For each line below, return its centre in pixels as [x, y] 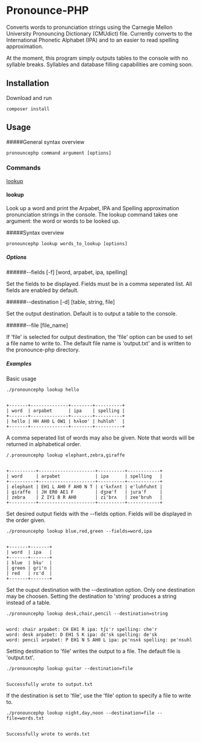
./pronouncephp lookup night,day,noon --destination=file [80, 713]
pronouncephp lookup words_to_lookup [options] [67, 244]
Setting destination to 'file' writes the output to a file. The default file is [93, 651]
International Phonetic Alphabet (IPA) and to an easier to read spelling [92, 40]
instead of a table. [29, 602]
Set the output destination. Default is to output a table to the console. [92, 314]
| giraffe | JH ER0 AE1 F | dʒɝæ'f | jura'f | [85, 492]
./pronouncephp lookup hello [43, 390]
